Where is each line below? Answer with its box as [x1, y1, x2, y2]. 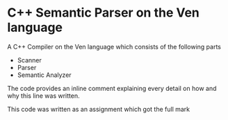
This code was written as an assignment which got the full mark [7, 105, 190, 113]
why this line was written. [7, 92, 80, 100]
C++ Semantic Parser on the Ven [7, 5, 199, 21]
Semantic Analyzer [17, 71, 72, 79]
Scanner [17, 55, 42, 64]
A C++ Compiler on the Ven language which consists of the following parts [7, 42, 221, 51]
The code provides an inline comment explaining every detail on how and [7, 84, 217, 92]
